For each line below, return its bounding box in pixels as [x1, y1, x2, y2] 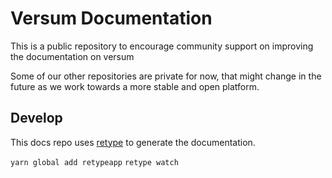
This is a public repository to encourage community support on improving [10, 40, 314, 52]
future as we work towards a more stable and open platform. [10, 80, 260, 92]
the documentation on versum [10, 50, 135, 62]
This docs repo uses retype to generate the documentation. [10, 136, 256, 148]
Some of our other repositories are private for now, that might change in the [10, 70, 322, 82]
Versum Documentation [10, 7, 213, 30]
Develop [10, 110, 63, 127]
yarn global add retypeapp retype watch [10, 157, 179, 167]
